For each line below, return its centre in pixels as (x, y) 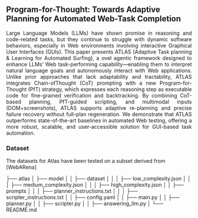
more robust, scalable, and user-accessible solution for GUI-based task (99, 126)
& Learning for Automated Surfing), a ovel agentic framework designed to (99, 58)
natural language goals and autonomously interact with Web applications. (99, 71)
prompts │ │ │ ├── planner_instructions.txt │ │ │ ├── (72, 191)
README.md (22, 210)
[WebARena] (22, 167)
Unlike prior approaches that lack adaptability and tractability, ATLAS (99, 76)
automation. (21, 133)
